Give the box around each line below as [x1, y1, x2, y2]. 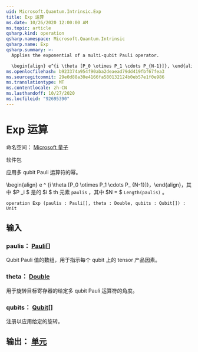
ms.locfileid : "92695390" [6, 96, 70, 102]
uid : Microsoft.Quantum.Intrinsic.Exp [6, 8, 101, 15]
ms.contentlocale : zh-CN [6, 85, 67, 91]
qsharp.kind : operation [6, 31, 65, 36]
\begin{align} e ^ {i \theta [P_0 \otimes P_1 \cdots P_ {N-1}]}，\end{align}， [6, 181, 187, 188]
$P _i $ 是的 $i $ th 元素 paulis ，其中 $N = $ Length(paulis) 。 [12, 188, 168, 195]
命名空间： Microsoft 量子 [6, 144, 69, 151]
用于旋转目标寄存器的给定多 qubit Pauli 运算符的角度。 [6, 287, 138, 294]
